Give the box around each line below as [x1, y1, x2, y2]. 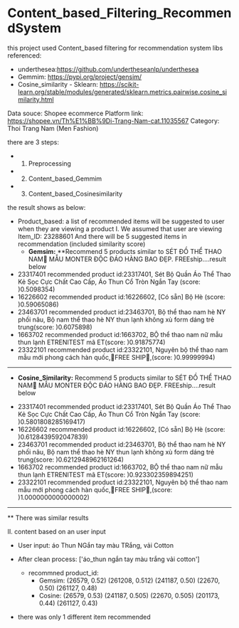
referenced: [7, 51, 42, 60]
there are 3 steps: [7, 137, 59, 147]
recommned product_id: [28, 568, 99, 577]
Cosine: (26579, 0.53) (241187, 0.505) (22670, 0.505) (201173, [38, 591, 221, 600]
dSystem [7, 20, 62, 36]
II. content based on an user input [7, 527, 106, 536]
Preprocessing [28, 159, 71, 168]
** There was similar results [7, 513, 89, 522]
